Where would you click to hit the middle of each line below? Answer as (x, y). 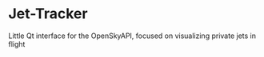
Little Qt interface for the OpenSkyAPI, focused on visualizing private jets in (132, 36)
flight (17, 44)
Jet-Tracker (48, 14)
